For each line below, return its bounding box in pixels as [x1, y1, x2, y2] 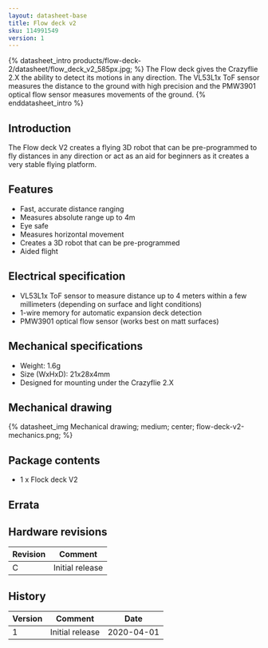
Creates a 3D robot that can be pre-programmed [19, 237, 180, 248]
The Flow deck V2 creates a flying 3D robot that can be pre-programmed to [8, 143, 258, 153]
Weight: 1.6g [19, 360, 61, 370]
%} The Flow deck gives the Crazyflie [134, 65, 258, 74]
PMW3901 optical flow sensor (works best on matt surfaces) [19, 316, 219, 326]
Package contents [8, 453, 100, 467]
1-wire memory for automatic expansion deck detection [19, 308, 202, 317]
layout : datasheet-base [8, 11, 88, 20]
